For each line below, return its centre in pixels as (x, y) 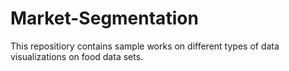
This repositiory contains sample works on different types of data (145, 46)
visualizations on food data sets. (77, 56)
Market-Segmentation (104, 18)
